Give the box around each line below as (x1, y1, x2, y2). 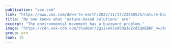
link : (5, 12, 17, 17)
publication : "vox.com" (5, 7, 56, 12)
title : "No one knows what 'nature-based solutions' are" (5, 16, 131, 21)
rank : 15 (5, 35, 24, 40)
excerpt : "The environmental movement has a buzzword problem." (5, 21, 145, 26)
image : (5, 26, 19, 31)
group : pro (5, 30, 28, 35)
